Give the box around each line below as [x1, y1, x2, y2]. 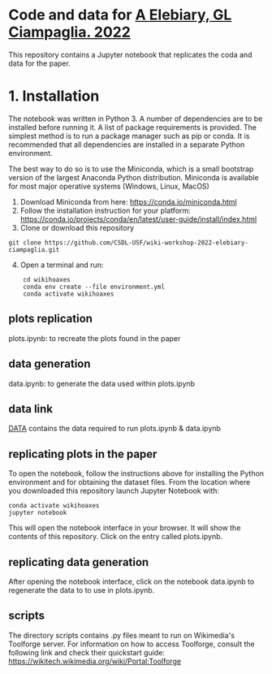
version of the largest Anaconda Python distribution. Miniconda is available [8, 172, 259, 182]
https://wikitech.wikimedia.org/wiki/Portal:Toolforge [8, 656, 181, 666]
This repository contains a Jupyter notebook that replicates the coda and [8, 50, 253, 59]
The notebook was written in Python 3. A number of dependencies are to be [8, 114, 263, 123]
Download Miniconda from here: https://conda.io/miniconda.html [19, 197, 237, 206]
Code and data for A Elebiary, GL [8, 6, 232, 24]
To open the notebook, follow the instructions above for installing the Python [8, 469, 265, 478]
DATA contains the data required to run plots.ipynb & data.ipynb [8, 424, 222, 434]
